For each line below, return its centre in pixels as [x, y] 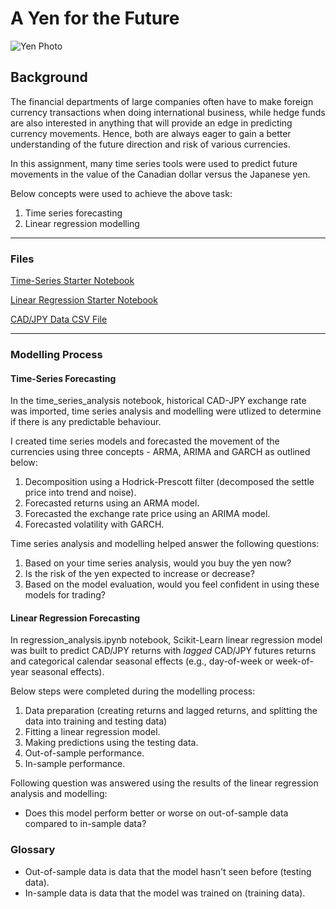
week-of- [294, 661]
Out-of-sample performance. [84, 753]
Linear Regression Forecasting [75, 618]
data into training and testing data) [96, 721]
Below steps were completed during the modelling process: [133, 691]
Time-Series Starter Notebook [72, 281]
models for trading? [65, 595]
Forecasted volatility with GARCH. [94, 524]
